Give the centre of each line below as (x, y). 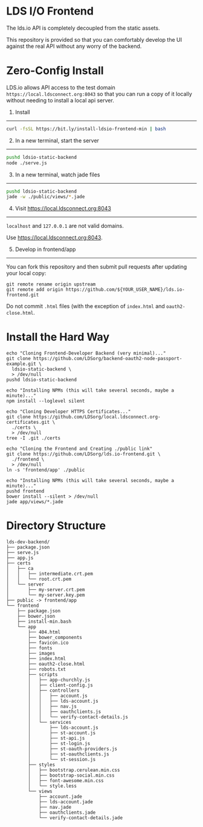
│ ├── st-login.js (59, 744)
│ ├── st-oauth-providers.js (73, 749)
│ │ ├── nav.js (53, 707)
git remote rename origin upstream (51, 284)
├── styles (42, 765)
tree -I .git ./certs (34, 438)
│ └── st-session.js (62, 760)
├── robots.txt (47, 669)
